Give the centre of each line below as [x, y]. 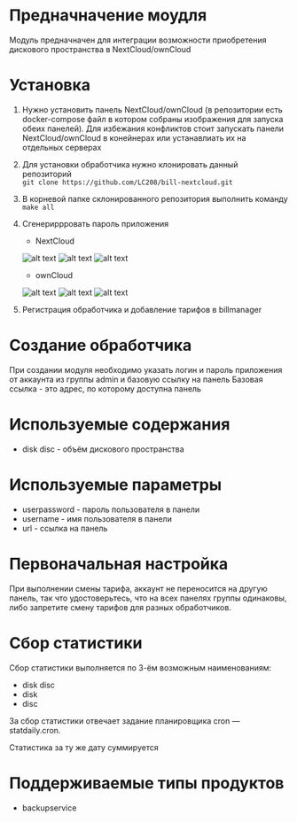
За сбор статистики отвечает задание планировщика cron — [125, 721]
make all [38, 207]
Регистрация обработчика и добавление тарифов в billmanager [142, 309]
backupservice [49, 808]
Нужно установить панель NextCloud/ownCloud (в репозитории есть [152, 109]
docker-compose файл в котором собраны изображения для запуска [152, 119]
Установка [50, 85]
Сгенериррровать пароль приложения [95, 223]
